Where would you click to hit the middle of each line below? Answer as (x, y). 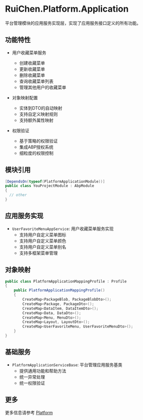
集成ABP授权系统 (36, 147)
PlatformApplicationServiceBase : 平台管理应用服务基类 (67, 364)
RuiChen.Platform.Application (67, 9)
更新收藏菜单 (32, 69)
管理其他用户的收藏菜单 (43, 87)
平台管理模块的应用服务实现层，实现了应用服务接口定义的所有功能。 (73, 23)
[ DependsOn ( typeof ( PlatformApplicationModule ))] (55, 181)
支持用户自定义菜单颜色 (43, 241)
